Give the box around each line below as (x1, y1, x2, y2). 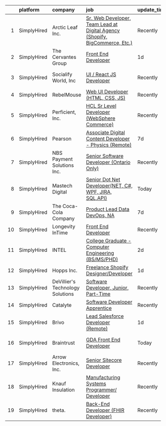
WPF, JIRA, (86, 189, 112, 195)
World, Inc (52, 77, 76, 84)
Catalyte (52, 302, 72, 308)
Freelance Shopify (86, 264, 128, 271)
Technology (52, 284, 80, 291)
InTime (52, 230, 68, 236)
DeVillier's (52, 278, 76, 285)
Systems (86, 380, 106, 387)
